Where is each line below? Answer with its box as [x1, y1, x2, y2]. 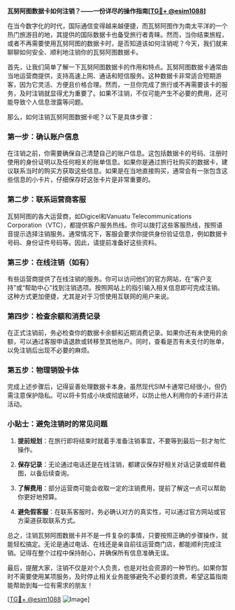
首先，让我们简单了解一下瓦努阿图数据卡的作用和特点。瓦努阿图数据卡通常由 [7, 63, 228, 71]
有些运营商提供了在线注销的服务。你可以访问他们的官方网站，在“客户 [7, 275, 206, 283]
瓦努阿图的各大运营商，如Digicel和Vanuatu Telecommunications [7, 212, 192, 220]
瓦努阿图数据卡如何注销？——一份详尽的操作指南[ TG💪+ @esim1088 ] [7, 7, 206, 15]
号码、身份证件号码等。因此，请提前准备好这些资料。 [7, 238, 161, 247]
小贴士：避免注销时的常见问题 [7, 420, 108, 429]
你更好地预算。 [17, 492, 61, 501]
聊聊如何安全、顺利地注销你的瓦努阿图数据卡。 [7, 48, 142, 56]
